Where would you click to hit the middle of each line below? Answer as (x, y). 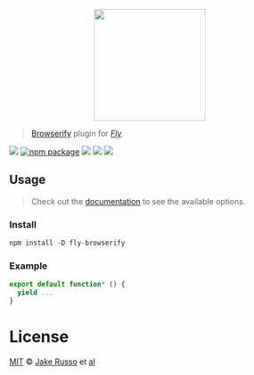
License (39, 337)
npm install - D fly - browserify (67, 243)
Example (29, 265)
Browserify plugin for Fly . (78, 133)
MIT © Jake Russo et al (52, 362)
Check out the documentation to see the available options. (138, 201)
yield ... (35, 293)
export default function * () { (67, 285)
